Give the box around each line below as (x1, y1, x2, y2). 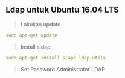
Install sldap (20, 43, 51, 50)
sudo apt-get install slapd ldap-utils (5, 55, 106, 61)
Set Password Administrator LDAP (20, 65, 106, 73)
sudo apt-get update (5, 32, 58, 38)
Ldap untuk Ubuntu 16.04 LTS (5, 5, 119, 15)
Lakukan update (20, 20, 61, 28)
